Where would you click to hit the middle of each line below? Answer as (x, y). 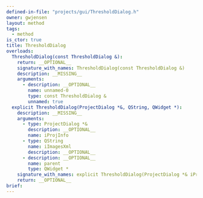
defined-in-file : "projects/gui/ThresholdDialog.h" (72, 12)
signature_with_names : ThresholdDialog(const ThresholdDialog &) (101, 68)
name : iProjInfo (48, 136)
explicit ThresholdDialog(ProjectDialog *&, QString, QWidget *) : (97, 107)
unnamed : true (46, 101)
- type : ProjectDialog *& (55, 124)
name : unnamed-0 (48, 91)
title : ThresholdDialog (36, 46)
